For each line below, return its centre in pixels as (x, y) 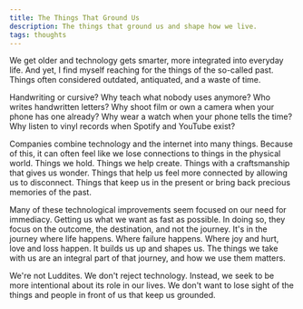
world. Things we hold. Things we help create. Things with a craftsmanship (150, 164)
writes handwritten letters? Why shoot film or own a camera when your (142, 107)
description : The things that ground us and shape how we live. (133, 26)
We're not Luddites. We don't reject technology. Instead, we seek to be (142, 276)
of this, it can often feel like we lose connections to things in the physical (145, 154)
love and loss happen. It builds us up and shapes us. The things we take (144, 249)
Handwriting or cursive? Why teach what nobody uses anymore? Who (140, 97)
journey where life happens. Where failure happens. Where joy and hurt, (144, 239)
